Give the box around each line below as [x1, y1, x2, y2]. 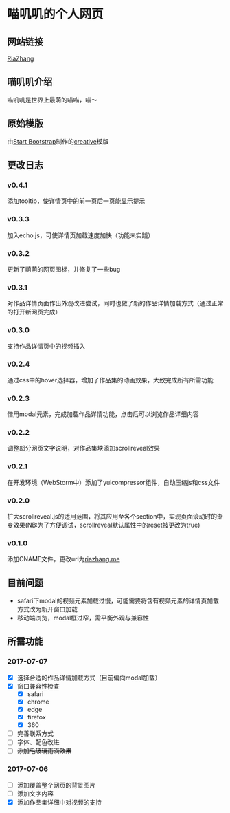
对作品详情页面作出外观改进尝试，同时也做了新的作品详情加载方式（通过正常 [7, 299, 224, 307]
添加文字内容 [16, 789, 54, 798]
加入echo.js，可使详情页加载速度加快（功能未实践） [7, 231, 154, 239]
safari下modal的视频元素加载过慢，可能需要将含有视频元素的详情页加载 [16, 596, 220, 605]
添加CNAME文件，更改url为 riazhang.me [7, 555, 120, 563]
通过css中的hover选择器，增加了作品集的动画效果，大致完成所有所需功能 [7, 376, 214, 384]
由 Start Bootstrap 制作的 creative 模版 [7, 137, 109, 145]
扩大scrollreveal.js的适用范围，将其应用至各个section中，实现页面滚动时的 [7, 512, 218, 520]
